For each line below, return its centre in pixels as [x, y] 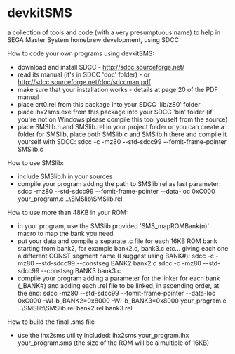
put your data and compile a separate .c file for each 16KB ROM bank [117, 241]
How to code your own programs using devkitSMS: [81, 53]
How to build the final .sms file [51, 322]
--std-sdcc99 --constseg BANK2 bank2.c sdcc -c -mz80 [119, 263]
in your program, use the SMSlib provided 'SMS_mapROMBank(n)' [113, 225]
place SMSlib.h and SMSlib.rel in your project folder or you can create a [121, 126]
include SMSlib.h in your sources [65, 176]
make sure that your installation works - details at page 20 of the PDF [118, 89]
